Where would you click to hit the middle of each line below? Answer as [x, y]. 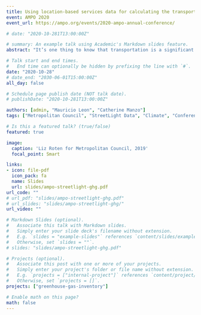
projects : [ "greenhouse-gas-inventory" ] [57, 286]
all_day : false [25, 83]
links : [14, 165]
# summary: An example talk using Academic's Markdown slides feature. [97, 45]
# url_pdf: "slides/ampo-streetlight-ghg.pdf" [65, 198]
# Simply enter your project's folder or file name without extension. [100, 270]
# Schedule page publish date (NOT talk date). [67, 94]
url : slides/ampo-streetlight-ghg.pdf [60, 187]
